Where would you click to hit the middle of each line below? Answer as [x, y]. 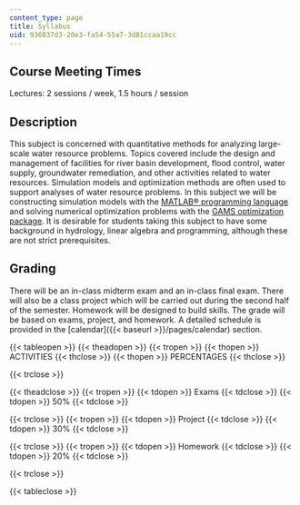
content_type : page [46, 18]
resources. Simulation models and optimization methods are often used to [148, 182]
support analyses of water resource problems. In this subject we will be [143, 192]
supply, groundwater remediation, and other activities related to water [140, 173]
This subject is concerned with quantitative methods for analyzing [133, 144]
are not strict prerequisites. [60, 240]
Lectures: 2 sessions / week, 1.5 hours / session [99, 94]
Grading [33, 269]
